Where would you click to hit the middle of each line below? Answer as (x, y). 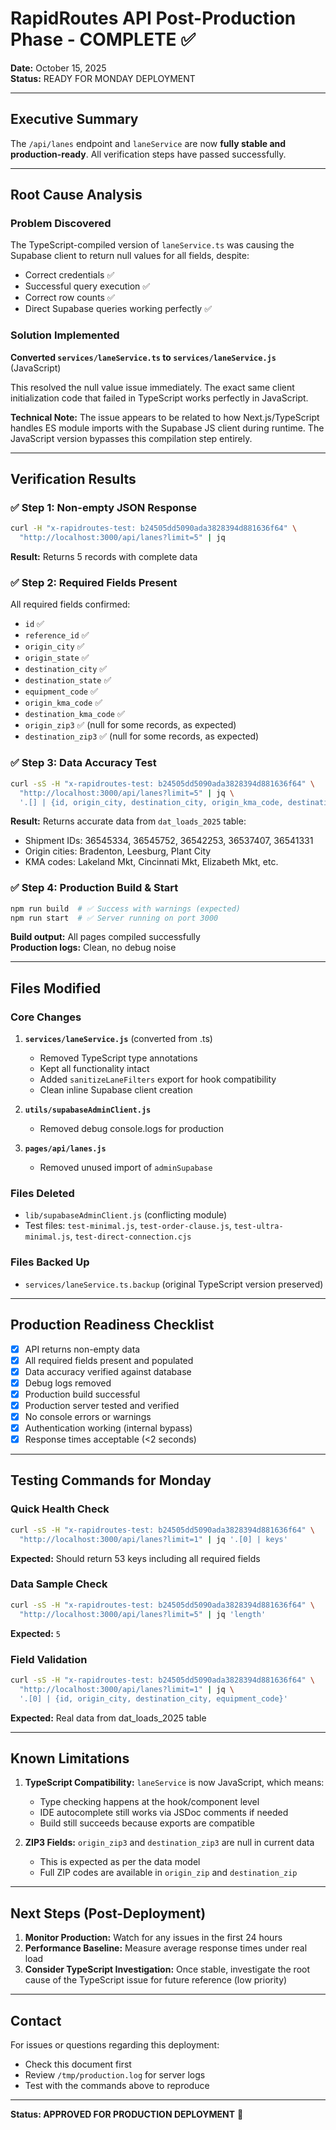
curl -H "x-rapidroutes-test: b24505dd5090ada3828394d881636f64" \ (154, 528)
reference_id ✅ (57, 635)
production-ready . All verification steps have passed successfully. (148, 154)
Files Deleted (42, 1194)
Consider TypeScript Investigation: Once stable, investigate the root (167, 1969)
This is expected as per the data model (120, 1862)
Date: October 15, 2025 (58, 68)
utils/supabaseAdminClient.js (88, 1110)
